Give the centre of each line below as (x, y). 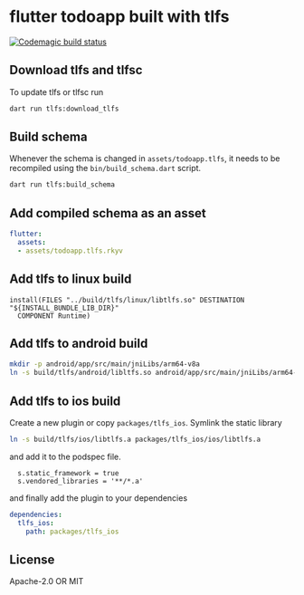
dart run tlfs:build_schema (62, 185)
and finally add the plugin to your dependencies (99, 498)
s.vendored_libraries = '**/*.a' (81, 481)
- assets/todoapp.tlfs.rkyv (71, 251)
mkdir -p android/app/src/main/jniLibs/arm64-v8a (105, 364)
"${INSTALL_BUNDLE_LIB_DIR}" (64, 308)
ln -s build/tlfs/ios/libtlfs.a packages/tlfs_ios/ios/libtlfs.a (135, 439)
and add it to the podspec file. (65, 456)
